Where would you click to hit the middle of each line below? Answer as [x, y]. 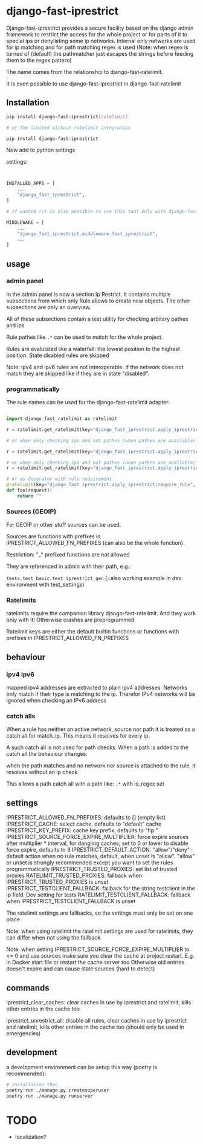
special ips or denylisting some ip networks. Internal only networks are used [101, 41]
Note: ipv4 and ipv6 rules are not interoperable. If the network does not [95, 367]
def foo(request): [29, 490]
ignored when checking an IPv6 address [56, 701]
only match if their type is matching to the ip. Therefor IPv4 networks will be [101, 694]
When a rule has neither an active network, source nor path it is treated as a [101, 729]
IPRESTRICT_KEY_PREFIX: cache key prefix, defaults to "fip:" [82, 830]
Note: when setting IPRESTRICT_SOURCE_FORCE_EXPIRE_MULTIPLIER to [98, 949]
